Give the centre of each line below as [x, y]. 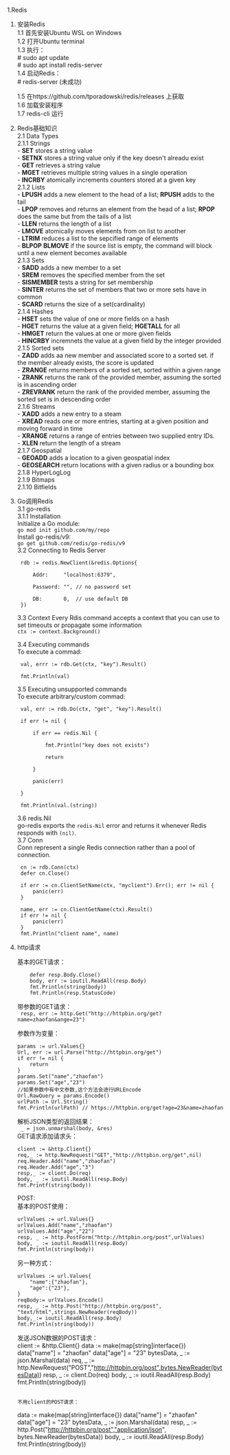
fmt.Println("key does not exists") [97, 745]
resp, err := [39, 1014]
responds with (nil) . [47, 833]
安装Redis [31, 24]
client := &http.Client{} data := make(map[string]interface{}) [102, 1346]
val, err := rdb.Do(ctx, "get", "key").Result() [91, 709]
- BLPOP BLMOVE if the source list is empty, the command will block [114, 246]
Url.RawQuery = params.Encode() [63, 1096]
